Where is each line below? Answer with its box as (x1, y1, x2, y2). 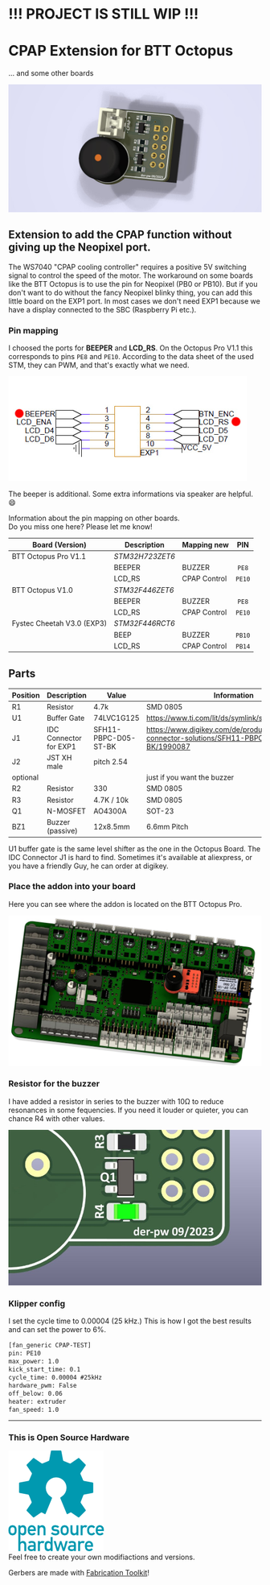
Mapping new (182, 540, 229, 549)
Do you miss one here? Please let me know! (8, 522, 153, 532)
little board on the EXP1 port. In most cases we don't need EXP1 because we (8, 296, 261, 306)
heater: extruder (8, 1398, 67, 1406)
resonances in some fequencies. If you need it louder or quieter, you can (8, 1105, 249, 1115)
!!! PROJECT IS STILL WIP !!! (8, 5, 199, 23)
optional (11, 772, 39, 782)
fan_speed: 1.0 (8, 1406, 59, 1414)
